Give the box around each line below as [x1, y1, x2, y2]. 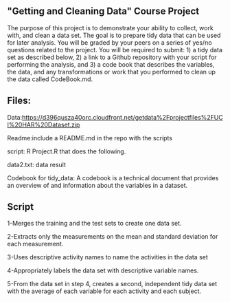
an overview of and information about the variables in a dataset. [7, 181, 188, 189]
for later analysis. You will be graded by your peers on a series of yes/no [7, 38, 212, 47]
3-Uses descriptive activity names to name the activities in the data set [7, 253, 208, 261]
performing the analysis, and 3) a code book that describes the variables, [7, 60, 215, 68]
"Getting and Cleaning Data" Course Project [7, 6, 200, 17]
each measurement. [7, 240, 64, 248]
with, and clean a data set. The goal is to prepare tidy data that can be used [7, 31, 221, 39]
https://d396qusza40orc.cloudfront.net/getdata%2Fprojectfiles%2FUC [21, 113, 223, 121]
